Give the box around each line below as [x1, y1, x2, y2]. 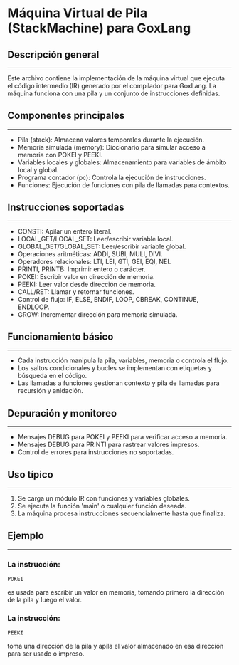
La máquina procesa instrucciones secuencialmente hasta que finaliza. [17, 509, 226, 518]
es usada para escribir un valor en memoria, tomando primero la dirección [7, 588, 225, 597]
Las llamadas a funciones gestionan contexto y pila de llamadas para [17, 379, 220, 387]
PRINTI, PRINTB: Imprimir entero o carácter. [17, 265, 146, 273]
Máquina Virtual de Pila [7, 5, 148, 21]
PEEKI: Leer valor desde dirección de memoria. [17, 280, 156, 288]
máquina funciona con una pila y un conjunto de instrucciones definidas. [7, 89, 221, 98]
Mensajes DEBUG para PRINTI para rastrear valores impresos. [17, 440, 200, 449]
